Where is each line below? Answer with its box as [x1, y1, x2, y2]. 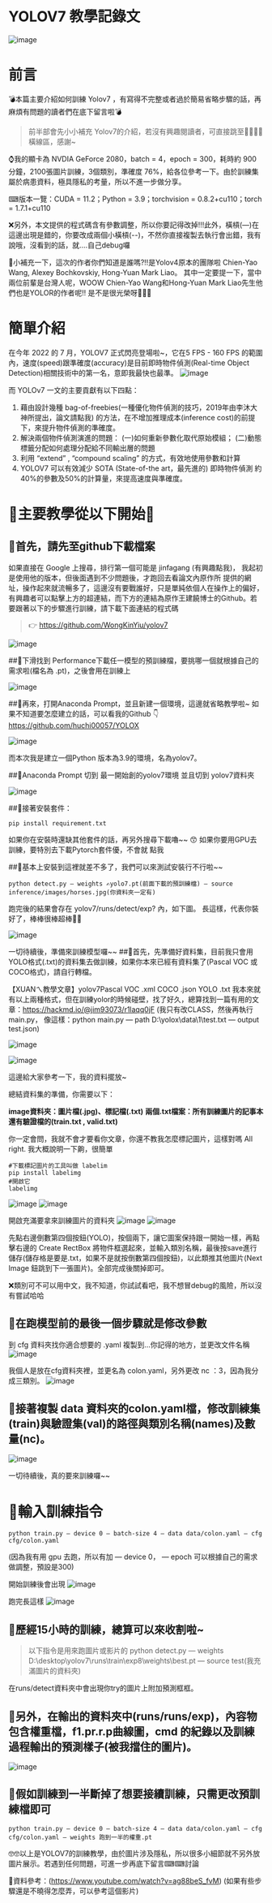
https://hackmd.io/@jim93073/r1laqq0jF [23, 1004, 155, 1014]
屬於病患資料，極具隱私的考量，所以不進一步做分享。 [8, 176, 186, 187]
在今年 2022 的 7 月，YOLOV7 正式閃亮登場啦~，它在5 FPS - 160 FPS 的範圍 [8, 347, 263, 357]
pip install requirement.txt [8, 819, 107, 828]
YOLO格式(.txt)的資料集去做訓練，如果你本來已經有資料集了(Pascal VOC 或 [8, 957, 257, 967]
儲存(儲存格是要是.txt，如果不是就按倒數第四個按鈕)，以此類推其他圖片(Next [8, 1253, 263, 1263]
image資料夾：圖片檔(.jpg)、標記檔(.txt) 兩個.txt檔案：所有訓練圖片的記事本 [8, 1106, 264, 1116]
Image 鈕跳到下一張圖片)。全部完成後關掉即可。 [8, 1263, 168, 1272]
